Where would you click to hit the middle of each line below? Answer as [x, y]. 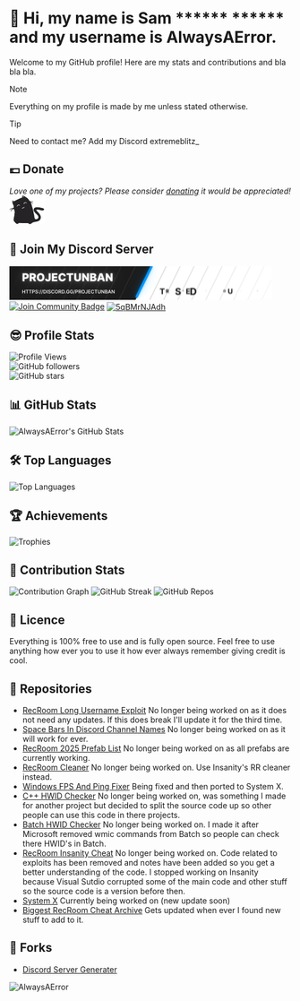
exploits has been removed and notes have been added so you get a [148, 862]
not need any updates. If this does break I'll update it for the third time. [152, 720]
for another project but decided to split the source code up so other [147, 805]
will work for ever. [55, 738]
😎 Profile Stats [52, 335]
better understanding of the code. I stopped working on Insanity [140, 872]
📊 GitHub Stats [53, 406]
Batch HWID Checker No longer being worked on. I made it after [141, 824]
